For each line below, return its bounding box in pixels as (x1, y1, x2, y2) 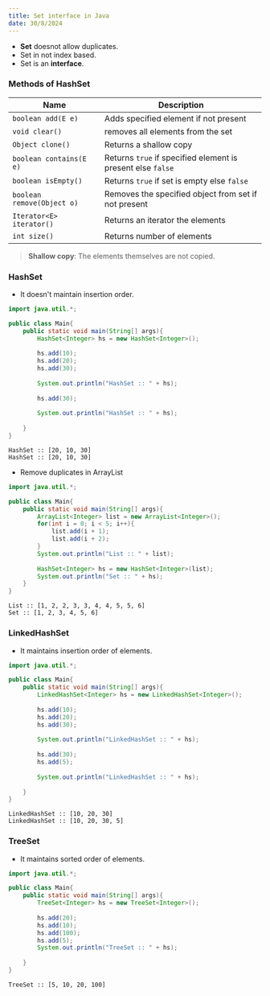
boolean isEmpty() (12, 176, 83, 185)
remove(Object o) (12, 198, 79, 208)
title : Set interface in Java (8, 11, 110, 20)
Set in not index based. (19, 50, 96, 60)
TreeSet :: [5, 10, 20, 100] (8, 981, 106, 989)
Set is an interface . (19, 58, 84, 68)
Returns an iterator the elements (104, 214, 227, 225)
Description (157, 99, 204, 110)
